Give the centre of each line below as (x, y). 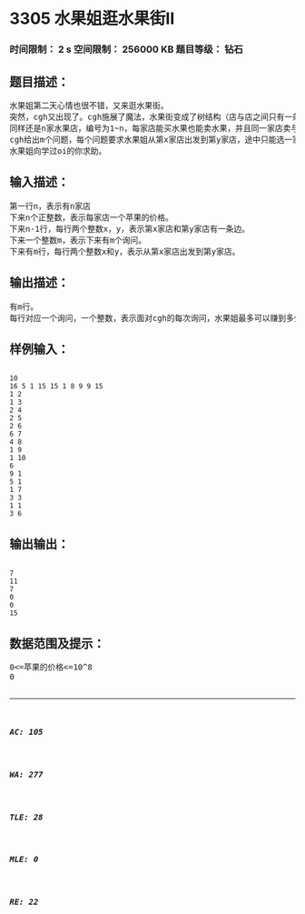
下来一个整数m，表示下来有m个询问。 (78, 240)
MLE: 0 (24, 859)
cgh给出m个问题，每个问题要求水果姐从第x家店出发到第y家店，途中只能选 (147, 139)
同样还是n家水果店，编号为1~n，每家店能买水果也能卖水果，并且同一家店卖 (150, 128)
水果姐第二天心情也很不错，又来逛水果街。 (89, 105)
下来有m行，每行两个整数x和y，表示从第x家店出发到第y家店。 (125, 251)
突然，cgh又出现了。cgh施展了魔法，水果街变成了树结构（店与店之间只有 (147, 116)
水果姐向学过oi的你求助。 (58, 151)
